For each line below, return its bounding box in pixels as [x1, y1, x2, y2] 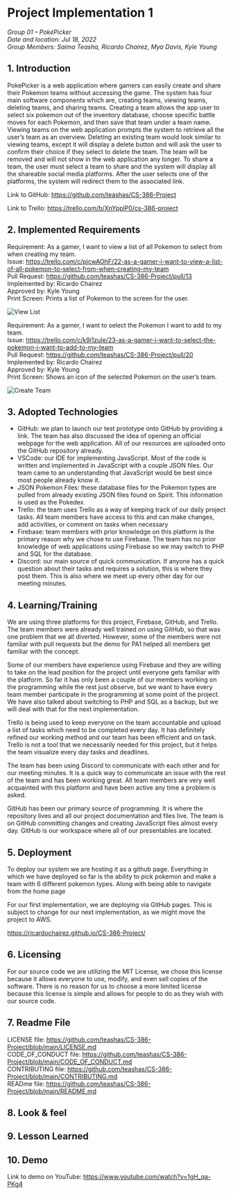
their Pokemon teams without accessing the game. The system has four [7, 88, 213, 96]
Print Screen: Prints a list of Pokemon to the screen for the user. [7, 294, 189, 303]
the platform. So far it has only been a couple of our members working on [7, 675, 217, 684]
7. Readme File [7, 1017, 71, 1028]
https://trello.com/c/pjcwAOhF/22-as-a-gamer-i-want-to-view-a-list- [25, 257, 223, 265]
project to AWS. [7, 915, 52, 924]
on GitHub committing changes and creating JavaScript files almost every [7, 819, 218, 827]
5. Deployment [7, 847, 72, 858]
